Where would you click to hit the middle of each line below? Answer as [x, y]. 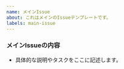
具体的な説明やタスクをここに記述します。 [68, 60]
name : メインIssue [28, 12]
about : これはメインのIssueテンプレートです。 [59, 18]
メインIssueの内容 [33, 45]
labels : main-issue [31, 23]
